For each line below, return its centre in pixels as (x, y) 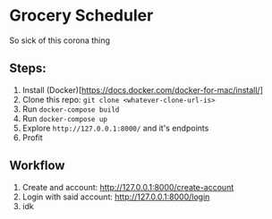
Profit (32, 137)
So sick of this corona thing (59, 40)
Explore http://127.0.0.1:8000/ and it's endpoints (115, 128)
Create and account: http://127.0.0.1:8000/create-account (128, 187)
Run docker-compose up (64, 118)
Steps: (28, 68)
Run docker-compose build (71, 109)
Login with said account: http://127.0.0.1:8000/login (116, 197)
